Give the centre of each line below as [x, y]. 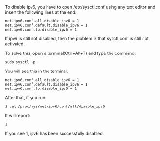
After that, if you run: [26, 97]
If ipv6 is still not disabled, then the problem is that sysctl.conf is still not [77, 39]
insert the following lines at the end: [41, 12]
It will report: [18, 115]
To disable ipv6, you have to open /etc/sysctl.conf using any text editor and [80, 7]
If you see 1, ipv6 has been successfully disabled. [55, 133]
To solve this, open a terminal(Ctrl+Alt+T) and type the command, [71, 53]
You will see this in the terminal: [37, 71]
